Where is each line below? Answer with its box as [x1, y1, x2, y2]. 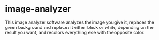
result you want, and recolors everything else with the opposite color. [5, 29, 145, 35]
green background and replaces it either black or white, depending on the [5, 24, 154, 30]
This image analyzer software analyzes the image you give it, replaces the [5, 19, 155, 25]
